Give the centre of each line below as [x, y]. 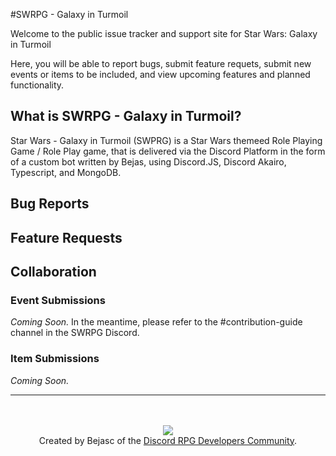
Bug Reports [50, 204]
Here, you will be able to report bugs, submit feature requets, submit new [161, 63]
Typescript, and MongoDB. [66, 172]
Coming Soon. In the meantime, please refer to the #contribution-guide [156, 322]
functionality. [37, 85]
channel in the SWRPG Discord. [75, 333]
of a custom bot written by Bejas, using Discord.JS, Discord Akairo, [148, 161]
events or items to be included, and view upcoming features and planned [160, 74]
